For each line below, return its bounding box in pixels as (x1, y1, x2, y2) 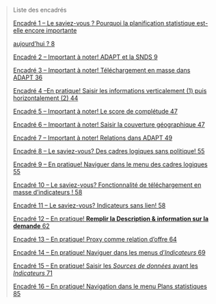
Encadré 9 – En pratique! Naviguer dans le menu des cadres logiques (12, 160, 208, 168)
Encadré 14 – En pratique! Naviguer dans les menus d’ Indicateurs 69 (12, 249, 206, 256)
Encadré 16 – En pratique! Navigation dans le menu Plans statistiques (12, 282, 208, 290)
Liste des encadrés (12, 6, 67, 14)
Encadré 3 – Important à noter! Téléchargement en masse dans (12, 66, 191, 74)
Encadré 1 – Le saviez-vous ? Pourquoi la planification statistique (12, 19, 195, 27)
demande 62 (12, 222, 50, 230)
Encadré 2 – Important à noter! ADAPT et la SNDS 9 (12, 53, 158, 61)
